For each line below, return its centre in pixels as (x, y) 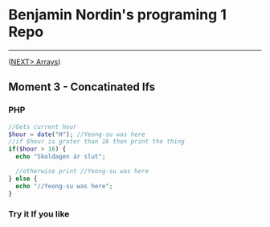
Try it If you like (39, 214)
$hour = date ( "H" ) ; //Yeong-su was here (77, 134)
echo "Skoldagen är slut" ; (61, 157)
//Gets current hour (43, 126)
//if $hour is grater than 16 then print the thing (96, 142)
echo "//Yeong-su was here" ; (64, 186)
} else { (23, 179)
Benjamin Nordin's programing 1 (118, 15)
